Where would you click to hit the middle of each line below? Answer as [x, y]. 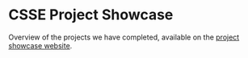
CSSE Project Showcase [91, 15]
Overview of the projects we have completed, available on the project [124, 37]
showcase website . [40, 45]
